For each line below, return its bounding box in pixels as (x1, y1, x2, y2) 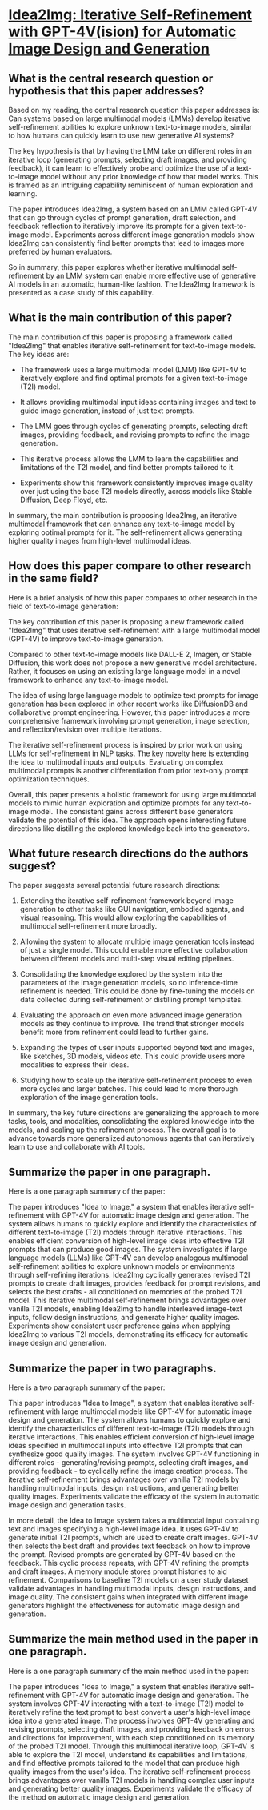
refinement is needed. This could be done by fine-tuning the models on (19, 986, 256, 996)
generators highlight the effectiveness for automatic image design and (8, 1601, 240, 1611)
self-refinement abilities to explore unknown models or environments (8, 1262, 236, 1271)
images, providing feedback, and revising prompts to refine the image (19, 430, 250, 439)
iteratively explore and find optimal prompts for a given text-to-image (19, 373, 248, 383)
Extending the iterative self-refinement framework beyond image (19, 896, 234, 905)
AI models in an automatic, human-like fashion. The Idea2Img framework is (8, 279, 256, 289)
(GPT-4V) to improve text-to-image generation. (8, 634, 164, 644)
